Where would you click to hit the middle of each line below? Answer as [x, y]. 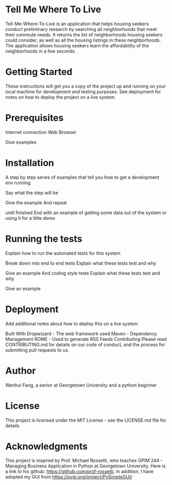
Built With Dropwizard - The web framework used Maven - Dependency [81, 334]
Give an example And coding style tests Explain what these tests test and [83, 273]
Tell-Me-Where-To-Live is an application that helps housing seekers [77, 24]
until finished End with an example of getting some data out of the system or [86, 213]
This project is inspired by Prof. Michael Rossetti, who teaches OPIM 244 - [84, 461]
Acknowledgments [47, 446]
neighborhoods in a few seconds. [41, 51]
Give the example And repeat [36, 202]
